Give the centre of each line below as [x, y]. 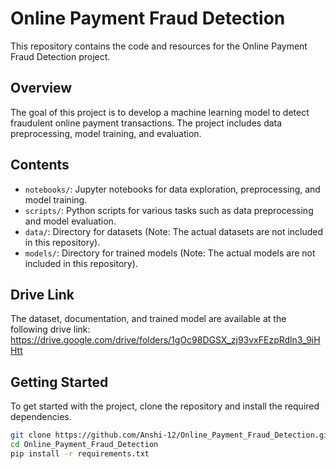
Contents [40, 165]
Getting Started [59, 382]
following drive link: [50, 329]
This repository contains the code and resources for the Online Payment [159, 46]
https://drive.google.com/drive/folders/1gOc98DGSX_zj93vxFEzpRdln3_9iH [165, 340]
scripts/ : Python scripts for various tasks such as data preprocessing [169, 210]
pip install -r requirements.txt [80, 453]
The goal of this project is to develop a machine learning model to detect [160, 112]
